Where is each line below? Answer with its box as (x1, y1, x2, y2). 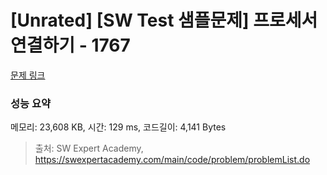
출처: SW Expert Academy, (34, 142, 144, 155)
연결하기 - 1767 (10, 34, 131, 57)
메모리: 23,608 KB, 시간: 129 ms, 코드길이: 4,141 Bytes (10, 121, 227, 133)
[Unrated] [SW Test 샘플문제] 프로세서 (10, 9, 318, 32)
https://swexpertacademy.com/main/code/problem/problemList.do (34, 154, 311, 166)
